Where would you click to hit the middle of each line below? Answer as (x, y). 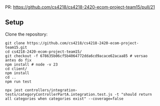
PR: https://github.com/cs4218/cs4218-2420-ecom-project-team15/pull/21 (80, 7)
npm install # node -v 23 (31, 64)
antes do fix (18, 60)
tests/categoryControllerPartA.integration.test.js (59, 94)
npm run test (18, 82)
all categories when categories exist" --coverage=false (64, 99)
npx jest (14, 90)
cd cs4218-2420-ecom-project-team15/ (44, 52)
